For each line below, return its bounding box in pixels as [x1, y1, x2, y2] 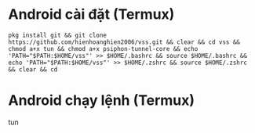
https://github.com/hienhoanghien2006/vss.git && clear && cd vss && [8, 38, 241, 46]
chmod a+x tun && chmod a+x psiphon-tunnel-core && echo [8, 45, 199, 52]
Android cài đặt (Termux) [8, 5, 175, 23]
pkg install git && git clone [8, 31, 107, 39]
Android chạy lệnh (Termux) [8, 92, 195, 110]
